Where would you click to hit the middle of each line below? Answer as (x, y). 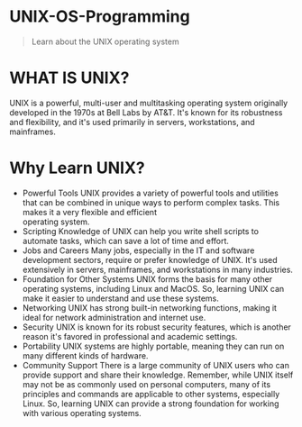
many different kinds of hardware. (85, 355)
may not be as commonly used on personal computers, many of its (146, 384)
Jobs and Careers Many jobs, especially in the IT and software (138, 250)
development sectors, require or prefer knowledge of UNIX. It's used (150, 259)
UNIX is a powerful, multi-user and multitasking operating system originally (149, 103)
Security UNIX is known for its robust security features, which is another (156, 327)
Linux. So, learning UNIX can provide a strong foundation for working (151, 404)
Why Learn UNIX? (78, 168)
